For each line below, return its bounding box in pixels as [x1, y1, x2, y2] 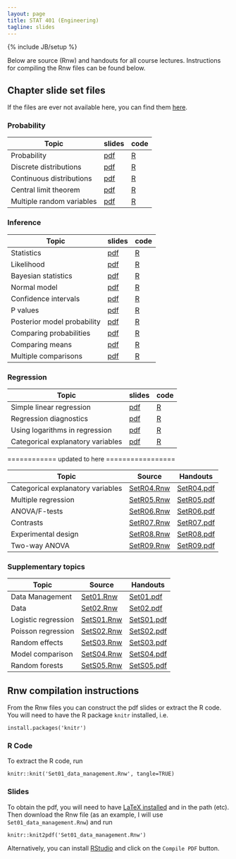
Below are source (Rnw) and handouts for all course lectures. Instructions [7, 56, 221, 65]
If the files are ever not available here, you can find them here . [7, 103, 188, 111]
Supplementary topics [7, 562, 86, 571]
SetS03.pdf [129, 638, 168, 647]
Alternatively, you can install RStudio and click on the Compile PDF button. [7, 843, 220, 852]
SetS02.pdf [129, 626, 168, 636]
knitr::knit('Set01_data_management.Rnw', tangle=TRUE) [7, 770, 175, 778]
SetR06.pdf [177, 506, 216, 516]
